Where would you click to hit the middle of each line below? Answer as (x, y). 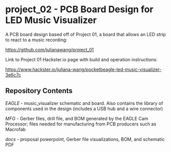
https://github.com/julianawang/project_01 (50, 49)
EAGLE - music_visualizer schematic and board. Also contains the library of (84, 103)
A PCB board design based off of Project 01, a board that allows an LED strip (86, 34)
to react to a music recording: (36, 40)
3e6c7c (13, 74)
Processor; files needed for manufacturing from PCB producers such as (81, 124)
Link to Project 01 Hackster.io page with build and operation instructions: (81, 59)
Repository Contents (39, 91)
